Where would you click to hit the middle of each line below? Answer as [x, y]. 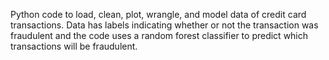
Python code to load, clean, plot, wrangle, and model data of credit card [158, 14]
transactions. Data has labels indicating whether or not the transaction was [164, 25]
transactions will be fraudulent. [74, 46]
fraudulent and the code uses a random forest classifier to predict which [159, 35]
